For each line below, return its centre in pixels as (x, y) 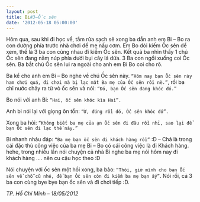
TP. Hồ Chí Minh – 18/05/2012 (42, 194)
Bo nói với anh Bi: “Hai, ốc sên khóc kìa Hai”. (64, 100)
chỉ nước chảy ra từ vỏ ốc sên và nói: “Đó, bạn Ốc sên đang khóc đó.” (91, 89)
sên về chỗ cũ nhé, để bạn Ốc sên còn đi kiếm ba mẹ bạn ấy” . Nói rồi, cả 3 (99, 176)
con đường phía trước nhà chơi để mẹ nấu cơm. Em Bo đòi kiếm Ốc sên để (97, 45)
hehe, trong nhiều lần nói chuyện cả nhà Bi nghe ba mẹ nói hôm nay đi (92, 152)
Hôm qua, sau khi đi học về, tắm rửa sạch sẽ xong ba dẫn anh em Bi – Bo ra (98, 40)
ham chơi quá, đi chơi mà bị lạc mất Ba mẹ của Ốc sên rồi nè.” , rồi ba (95, 82)
